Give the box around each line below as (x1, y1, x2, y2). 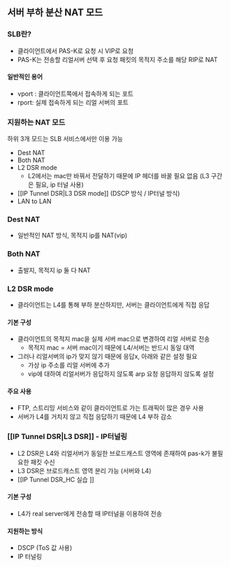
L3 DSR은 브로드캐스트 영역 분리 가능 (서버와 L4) (17, 466, 152, 475)
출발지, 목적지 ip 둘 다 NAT (17, 266, 91, 274)
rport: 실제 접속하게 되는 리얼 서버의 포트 (17, 98, 129, 106)
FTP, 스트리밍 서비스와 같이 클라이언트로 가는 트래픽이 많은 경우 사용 (17, 404, 204, 412)
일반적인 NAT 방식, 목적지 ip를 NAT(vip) (17, 231, 128, 240)
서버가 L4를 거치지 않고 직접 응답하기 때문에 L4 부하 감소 (17, 412, 173, 421)
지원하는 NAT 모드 (7, 117, 66, 127)
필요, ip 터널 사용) (35, 180, 84, 189)
